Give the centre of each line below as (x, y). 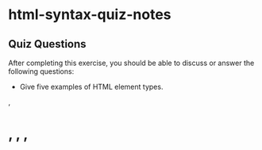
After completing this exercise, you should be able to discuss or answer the (131, 63)
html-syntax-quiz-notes (90, 15)
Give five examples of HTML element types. (91, 87)
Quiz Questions (47, 44)
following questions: (41, 71)
